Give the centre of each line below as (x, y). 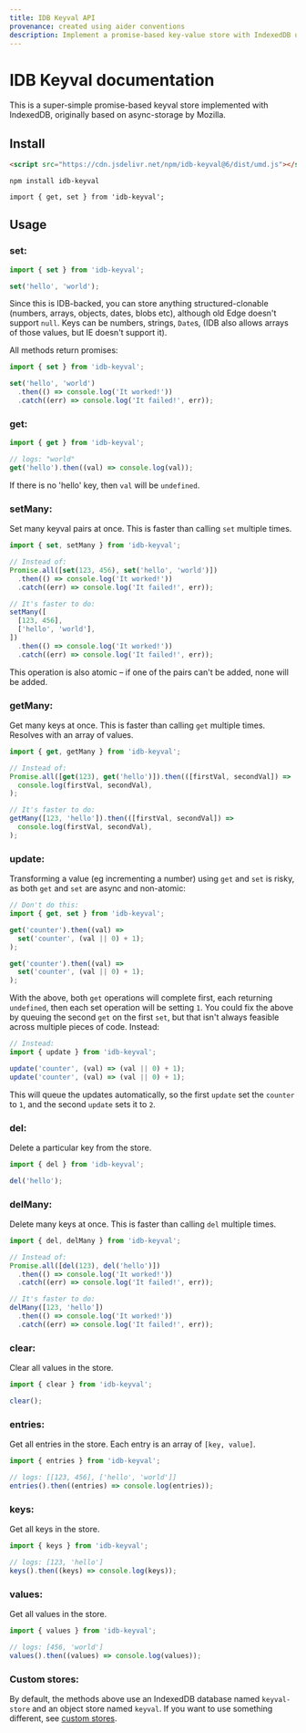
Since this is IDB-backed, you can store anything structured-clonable (139, 304)
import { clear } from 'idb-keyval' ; (81, 1385)
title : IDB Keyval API (52, 18)
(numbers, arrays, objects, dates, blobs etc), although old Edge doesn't (143, 313)
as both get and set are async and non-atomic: (98, 888)
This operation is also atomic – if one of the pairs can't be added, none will (149, 672)
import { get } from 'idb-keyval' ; (77, 443)
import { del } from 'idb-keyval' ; (77, 1164)
